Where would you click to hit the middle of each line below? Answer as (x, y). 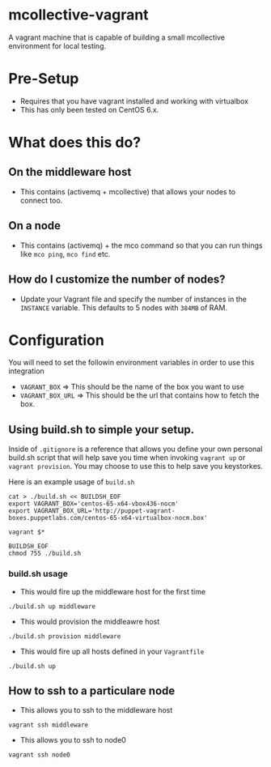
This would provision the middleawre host (90, 621)
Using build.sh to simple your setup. (102, 430)
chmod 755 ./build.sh (45, 554)
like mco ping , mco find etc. (65, 254)
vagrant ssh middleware (49, 725)
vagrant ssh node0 (39, 755)
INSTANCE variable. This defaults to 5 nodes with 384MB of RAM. (124, 307)
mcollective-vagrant (78, 15)
